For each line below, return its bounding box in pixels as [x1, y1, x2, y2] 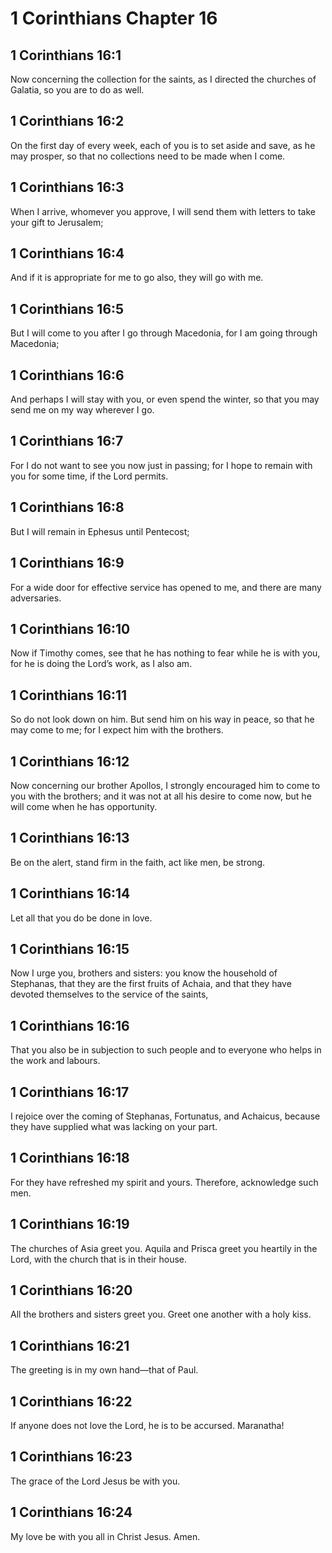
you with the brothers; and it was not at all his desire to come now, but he [10, 790, 312, 802]
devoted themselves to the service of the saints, [10, 988, 209, 1001]
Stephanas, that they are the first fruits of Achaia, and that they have [10, 978, 292, 990]
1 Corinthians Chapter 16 [10, 7, 218, 30]
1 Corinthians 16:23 [10, 1448, 133, 1466]
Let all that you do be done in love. [10, 912, 153, 924]
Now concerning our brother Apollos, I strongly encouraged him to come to [10, 779, 321, 791]
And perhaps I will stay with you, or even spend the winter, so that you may [10, 393, 320, 406]
